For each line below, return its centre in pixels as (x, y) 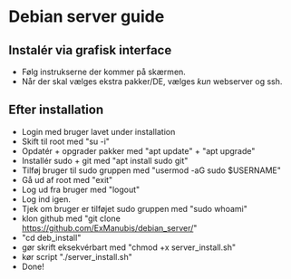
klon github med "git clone (71, 218)
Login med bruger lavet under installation (98, 131)
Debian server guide (87, 17)
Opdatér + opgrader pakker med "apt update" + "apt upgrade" (138, 150)
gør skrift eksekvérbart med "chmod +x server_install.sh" (129, 247)
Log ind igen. (46, 199)
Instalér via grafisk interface (90, 50)
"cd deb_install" (51, 237)
